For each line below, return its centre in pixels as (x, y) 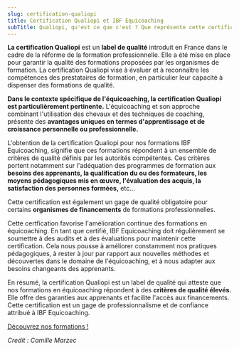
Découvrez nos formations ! (48, 327)
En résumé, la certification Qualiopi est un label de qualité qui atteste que (115, 282)
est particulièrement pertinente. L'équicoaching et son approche (104, 107)
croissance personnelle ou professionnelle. (73, 129)
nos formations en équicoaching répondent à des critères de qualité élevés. (119, 290)
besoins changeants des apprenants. (62, 269)
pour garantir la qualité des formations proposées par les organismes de (113, 63)
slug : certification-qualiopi (52, 14)
